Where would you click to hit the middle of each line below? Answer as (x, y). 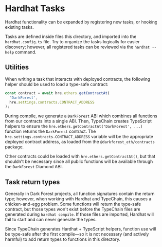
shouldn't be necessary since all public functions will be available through (79, 161)
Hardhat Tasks (35, 9)
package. (14, 147)
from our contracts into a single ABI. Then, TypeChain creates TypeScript (79, 121)
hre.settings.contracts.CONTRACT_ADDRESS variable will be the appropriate (79, 137)
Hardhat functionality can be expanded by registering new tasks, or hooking (81, 22)
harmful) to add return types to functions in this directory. (63, 239)
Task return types (32, 182)
